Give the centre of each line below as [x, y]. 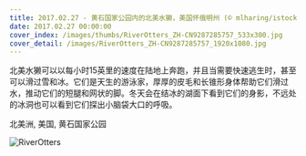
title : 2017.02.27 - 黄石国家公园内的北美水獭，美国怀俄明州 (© [121, 18]
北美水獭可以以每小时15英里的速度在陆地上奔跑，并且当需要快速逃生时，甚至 [153, 70]
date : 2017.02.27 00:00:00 [61, 26]
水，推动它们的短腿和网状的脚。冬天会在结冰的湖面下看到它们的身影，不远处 [153, 93]
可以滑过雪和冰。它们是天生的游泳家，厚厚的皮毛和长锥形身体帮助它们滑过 [149, 82]
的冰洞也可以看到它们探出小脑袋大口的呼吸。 [93, 105]
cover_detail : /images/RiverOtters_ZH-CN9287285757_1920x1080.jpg [138, 43]
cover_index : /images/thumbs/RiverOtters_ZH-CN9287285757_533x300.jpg [146, 35]
